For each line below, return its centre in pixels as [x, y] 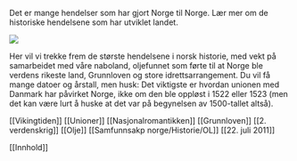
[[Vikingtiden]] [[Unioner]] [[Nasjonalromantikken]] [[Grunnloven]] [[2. [138, 121]
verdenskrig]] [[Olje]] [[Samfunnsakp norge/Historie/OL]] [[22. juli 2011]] [142, 130]
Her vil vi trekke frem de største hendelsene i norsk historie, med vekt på [143, 56]
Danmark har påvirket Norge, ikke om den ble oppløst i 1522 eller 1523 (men [148, 94]
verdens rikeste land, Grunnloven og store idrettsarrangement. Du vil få [140, 75]
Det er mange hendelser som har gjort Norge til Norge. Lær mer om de [139, 13]
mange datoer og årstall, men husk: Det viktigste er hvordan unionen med [144, 85]
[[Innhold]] [29, 147]
